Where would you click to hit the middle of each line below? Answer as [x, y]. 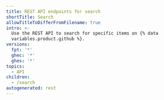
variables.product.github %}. [48, 39]
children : [18, 77]
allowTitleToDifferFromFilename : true [53, 22]
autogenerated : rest [31, 88]
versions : [18, 45]
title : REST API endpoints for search [53, 11]
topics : [16, 66]
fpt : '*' [22, 50]
